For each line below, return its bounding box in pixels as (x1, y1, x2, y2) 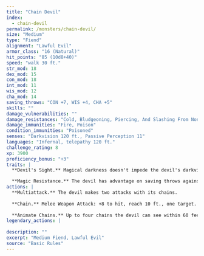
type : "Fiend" (6, 37, 42, 43)
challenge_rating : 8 (6, 144, 59, 151)
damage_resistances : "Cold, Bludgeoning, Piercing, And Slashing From (6, 116, 189, 122)
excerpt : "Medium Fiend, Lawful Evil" (6, 235, 104, 241)
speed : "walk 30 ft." (6, 60, 61, 66)
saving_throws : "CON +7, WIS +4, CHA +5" (6, 99, 113, 105)
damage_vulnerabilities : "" (6, 111, 78, 117)
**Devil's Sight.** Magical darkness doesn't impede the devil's (12, 167, 181, 173)
